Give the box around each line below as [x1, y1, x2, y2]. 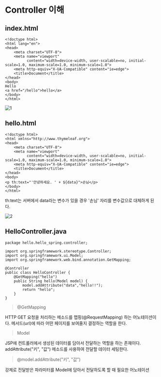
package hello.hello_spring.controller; [5, 240, 88, 245]
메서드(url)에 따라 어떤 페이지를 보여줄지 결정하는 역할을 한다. [11, 320, 127, 326]
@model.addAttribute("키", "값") [16, 356, 81, 362]
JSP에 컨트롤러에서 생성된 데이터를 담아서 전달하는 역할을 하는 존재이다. [5, 340, 141, 346]
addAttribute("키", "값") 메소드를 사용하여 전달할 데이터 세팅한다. [5, 346, 129, 352]
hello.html [5, 119, 36, 127]
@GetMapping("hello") [14, 274, 57, 279]
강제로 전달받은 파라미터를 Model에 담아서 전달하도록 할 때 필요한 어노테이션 [5, 367, 149, 373]
